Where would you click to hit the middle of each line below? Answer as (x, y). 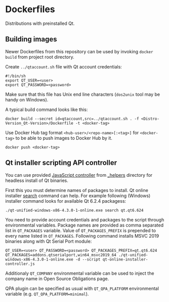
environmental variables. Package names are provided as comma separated (85, 225)
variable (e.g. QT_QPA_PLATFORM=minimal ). (47, 294)
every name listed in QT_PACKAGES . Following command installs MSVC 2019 (82, 236)
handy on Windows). (27, 99)
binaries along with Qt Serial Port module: (49, 241)
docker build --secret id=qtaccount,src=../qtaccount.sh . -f (72, 119)
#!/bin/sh (16, 76)
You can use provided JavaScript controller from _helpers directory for (79, 175)
